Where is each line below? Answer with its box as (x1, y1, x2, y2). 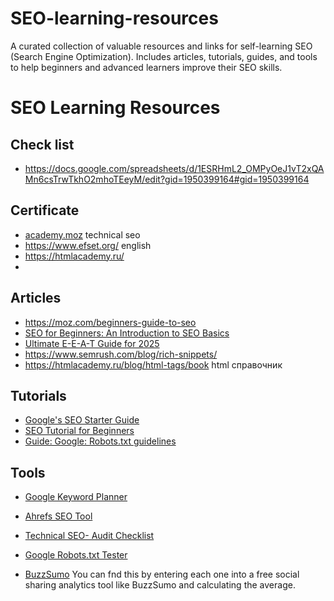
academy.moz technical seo (24, 228, 141, 241)
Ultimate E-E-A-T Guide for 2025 (24, 337, 160, 349)
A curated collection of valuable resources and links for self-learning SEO (10, 40, 313, 52)
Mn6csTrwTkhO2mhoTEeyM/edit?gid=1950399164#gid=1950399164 (24, 173, 310, 185)
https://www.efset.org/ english (24, 239, 152, 251)
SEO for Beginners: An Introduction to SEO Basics (24, 327, 230, 339)
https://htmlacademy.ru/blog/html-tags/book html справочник (24, 358, 283, 371)
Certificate (10, 202, 80, 219)
